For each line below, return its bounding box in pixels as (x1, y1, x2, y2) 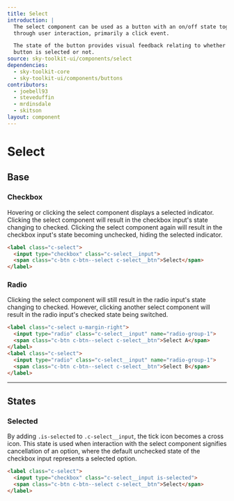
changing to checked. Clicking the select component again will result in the (7, 223, 223, 231)
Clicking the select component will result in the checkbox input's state (7, 216, 208, 224)
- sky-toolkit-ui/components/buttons (13, 75, 123, 82)
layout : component (7, 114, 61, 121)
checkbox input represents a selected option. (7, 454, 137, 463)
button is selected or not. (13, 49, 95, 56)
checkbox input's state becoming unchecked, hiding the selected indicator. (7, 230, 223, 239)
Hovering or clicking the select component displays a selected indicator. (7, 208, 214, 216)
